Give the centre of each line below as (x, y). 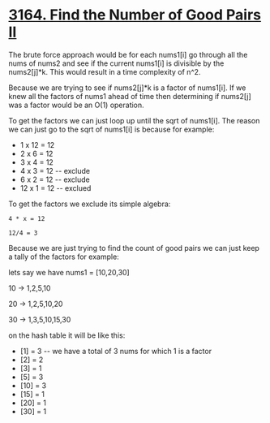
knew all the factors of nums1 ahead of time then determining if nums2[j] (130, 96)
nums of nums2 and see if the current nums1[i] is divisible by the (116, 63)
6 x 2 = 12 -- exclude (55, 179)
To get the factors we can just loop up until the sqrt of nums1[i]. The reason (134, 120)
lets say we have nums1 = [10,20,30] (69, 272)
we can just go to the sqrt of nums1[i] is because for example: (111, 129)
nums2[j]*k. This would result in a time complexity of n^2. (105, 71)
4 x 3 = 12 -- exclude (55, 170)
